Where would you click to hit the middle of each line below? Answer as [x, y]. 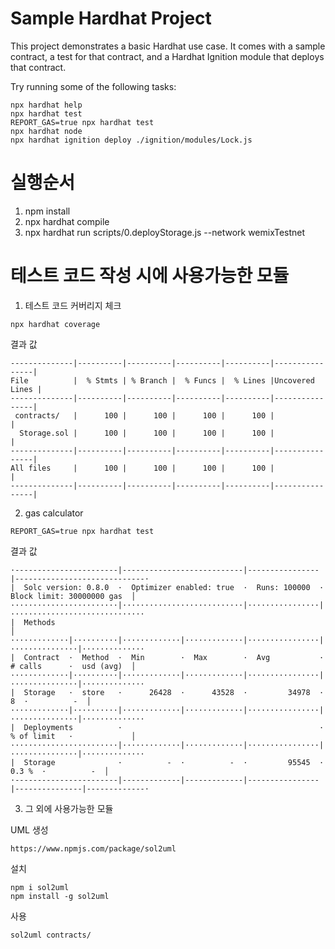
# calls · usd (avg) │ [73, 666]
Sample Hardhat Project [111, 18]
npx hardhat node [46, 131]
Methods [39, 622]
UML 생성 [29, 829]
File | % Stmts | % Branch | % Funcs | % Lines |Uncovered [162, 380]
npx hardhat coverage [55, 324]
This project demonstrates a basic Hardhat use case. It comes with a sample [168, 46]
